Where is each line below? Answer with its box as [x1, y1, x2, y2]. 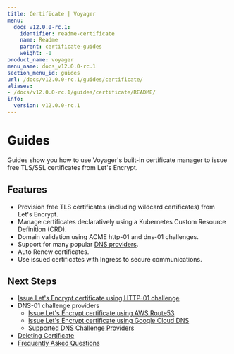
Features [7, 184, 47, 196]
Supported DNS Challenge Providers [27, 324, 135, 332]
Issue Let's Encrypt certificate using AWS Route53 [27, 309, 175, 317]
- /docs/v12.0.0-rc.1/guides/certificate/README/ [7, 89, 156, 96]
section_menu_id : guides [7, 69, 80, 76]
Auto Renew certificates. [17, 248, 90, 256]
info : [7, 96, 23, 103]
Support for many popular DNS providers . [17, 240, 139, 248]
